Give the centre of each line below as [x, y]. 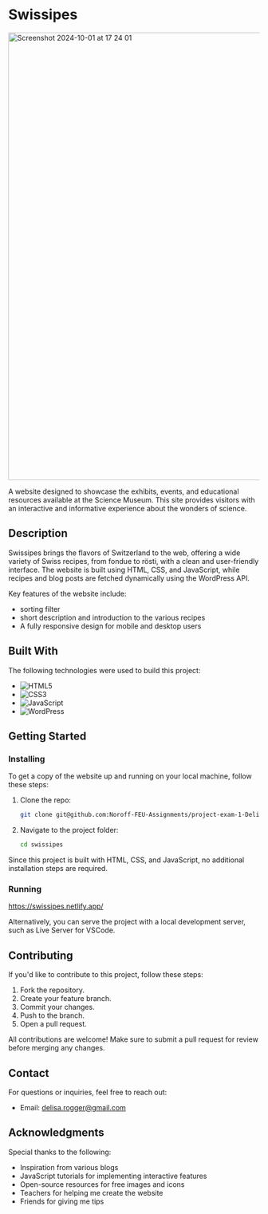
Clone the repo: [45, 800]
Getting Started [47, 736]
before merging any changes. [57, 1048]
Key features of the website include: [67, 593]
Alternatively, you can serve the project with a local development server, [127, 922]
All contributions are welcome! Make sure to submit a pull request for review [134, 1039]
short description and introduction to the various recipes [112, 617]
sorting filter [40, 609]
